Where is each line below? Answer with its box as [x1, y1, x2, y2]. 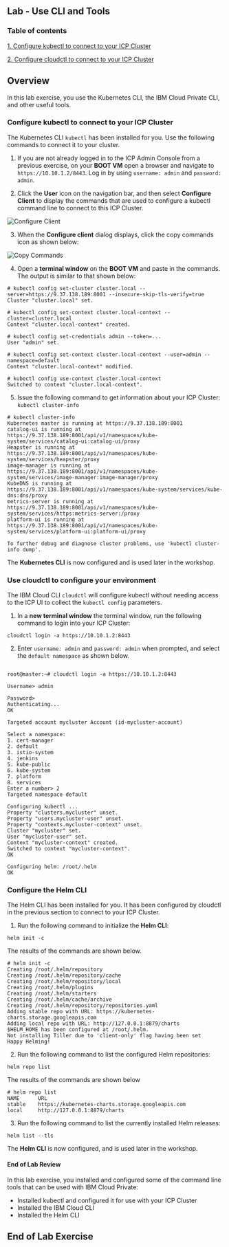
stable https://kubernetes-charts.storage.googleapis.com [7, 1101, 186, 1108]
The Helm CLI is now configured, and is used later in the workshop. [7, 1145, 198, 1153]
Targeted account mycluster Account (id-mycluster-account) [7, 719, 184, 726]
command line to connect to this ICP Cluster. [17, 203, 144, 212]
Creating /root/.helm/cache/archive [7, 996, 112, 1003]
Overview [7, 75, 50, 87]
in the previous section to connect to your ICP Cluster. [7, 908, 160, 916]
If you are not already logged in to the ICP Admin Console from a [17, 154, 201, 162]
